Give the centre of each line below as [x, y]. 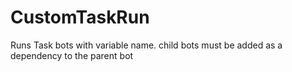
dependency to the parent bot [72, 55]
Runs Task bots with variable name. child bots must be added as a [146, 45]
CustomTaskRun [80, 17]
